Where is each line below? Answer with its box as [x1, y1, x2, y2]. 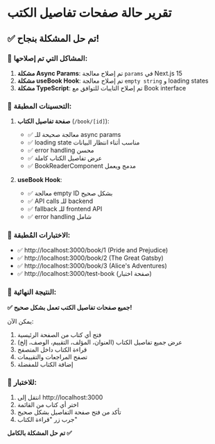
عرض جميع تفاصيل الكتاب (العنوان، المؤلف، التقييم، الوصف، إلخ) [17, 338, 182, 346]
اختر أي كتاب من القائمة [17, 401, 79, 409]
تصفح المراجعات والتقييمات [17, 352, 88, 361]
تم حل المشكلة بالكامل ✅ [7, 429, 72, 437]
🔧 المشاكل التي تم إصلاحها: [7, 54, 88, 63]
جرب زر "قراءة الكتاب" [17, 416, 78, 424]
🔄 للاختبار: [7, 377, 37, 387]
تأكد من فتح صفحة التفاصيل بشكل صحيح [17, 408, 121, 416]
